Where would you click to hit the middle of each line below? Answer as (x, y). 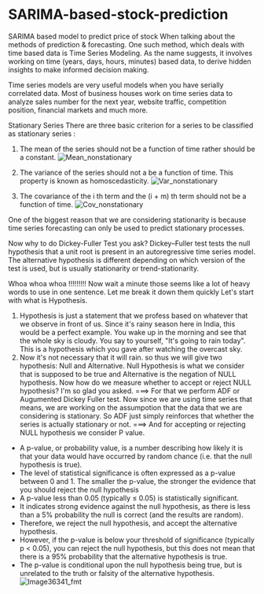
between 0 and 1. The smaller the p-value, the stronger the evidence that (137, 481)
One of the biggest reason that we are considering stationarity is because (127, 220)
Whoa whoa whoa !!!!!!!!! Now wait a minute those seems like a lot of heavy (129, 283)
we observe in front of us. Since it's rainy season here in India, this (127, 323)
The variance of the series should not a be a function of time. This (126, 172)
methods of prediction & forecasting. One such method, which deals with (126, 44)
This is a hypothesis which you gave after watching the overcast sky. (131, 349)
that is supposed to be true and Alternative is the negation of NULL (128, 374)
